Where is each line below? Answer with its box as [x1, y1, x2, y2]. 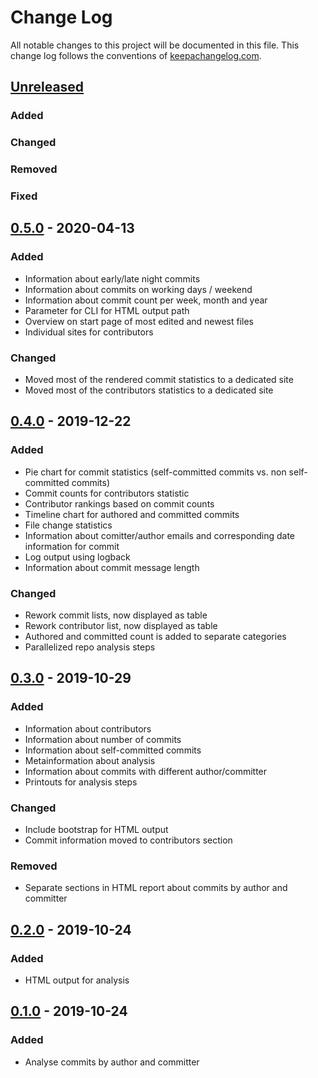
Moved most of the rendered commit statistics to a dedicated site [24, 374, 294, 385]
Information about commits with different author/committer [24, 765, 268, 777]
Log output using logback [24, 551, 131, 563]
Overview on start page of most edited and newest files [24, 315, 255, 327]
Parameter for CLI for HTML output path [24, 304, 190, 316]
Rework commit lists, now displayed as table [24, 609, 208, 621]
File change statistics [24, 519, 113, 531]
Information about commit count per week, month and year [24, 294, 268, 306]
